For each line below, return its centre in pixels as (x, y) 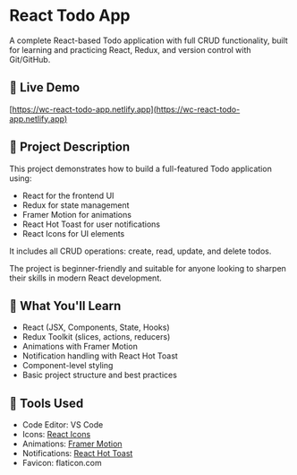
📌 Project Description (70, 147)
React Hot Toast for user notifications (91, 224)
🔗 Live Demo (45, 87)
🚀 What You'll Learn (65, 306)
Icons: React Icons (56, 435)
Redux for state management (76, 205)
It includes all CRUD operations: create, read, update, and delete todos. (140, 251)
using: (21, 178)
